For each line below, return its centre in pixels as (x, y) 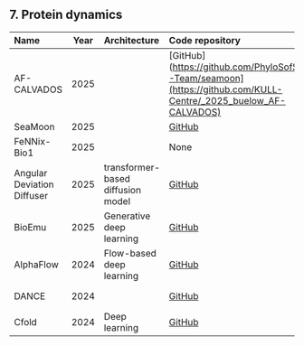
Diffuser (31, 195)
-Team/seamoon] (206, 78)
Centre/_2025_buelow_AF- (228, 100)
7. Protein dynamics (66, 15)
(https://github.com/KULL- (226, 89)
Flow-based (130, 253)
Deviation (34, 184)
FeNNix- (33, 141)
